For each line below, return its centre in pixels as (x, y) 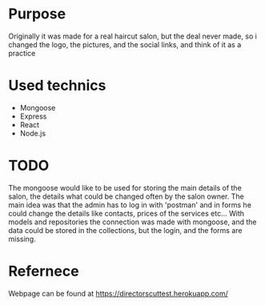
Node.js (33, 133)
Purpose (37, 14)
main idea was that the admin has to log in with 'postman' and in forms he (130, 204)
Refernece (44, 271)
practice (22, 53)
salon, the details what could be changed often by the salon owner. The (126, 196)
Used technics (57, 86)
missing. (22, 239)
